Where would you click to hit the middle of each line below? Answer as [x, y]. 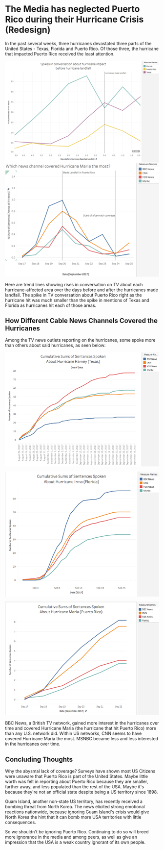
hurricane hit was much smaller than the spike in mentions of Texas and [77, 300]
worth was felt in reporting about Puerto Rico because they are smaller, [77, 782]
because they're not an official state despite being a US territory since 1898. [82, 792]
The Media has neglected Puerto [72, 9]
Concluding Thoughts [39, 759]
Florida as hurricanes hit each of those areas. [51, 305]
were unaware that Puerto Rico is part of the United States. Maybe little [76, 776]
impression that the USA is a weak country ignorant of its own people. [75, 842]
